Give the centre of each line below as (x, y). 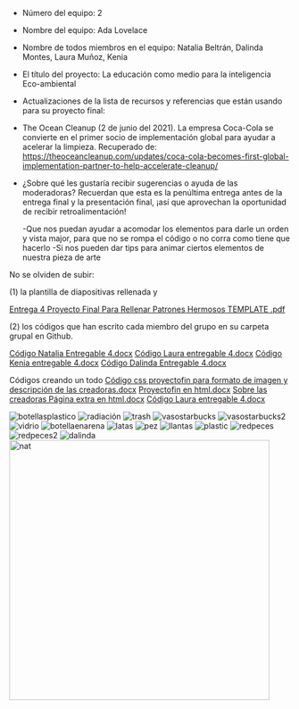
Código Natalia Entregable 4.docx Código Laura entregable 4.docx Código (146, 353)
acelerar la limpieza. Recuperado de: (90, 147)
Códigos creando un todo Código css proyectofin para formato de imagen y (149, 380)
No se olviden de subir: (52, 275)
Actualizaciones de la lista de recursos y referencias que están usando (152, 101)
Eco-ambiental (49, 83)
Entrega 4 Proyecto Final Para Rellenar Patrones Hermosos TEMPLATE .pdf (147, 309)
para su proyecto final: (63, 110)
